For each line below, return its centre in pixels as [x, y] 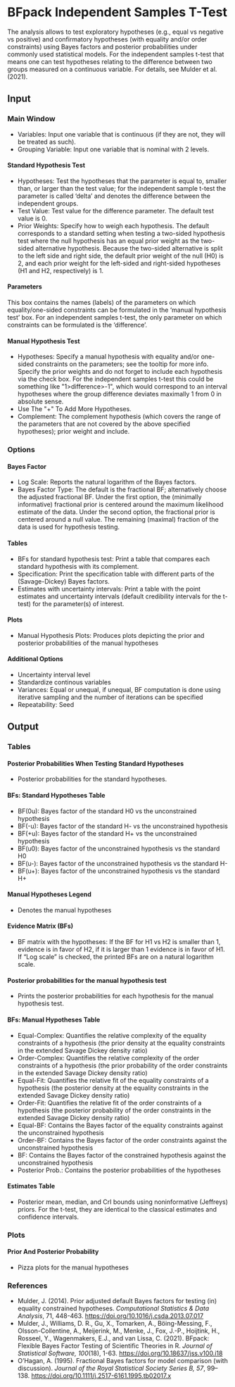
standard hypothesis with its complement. [78, 566]
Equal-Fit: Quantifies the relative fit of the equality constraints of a [113, 1080]
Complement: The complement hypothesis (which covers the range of [119, 417]
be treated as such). [46, 142]
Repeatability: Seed [46, 704]
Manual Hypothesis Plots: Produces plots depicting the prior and [111, 635]
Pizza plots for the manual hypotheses [73, 1267]
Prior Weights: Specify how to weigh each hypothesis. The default [113, 225]
